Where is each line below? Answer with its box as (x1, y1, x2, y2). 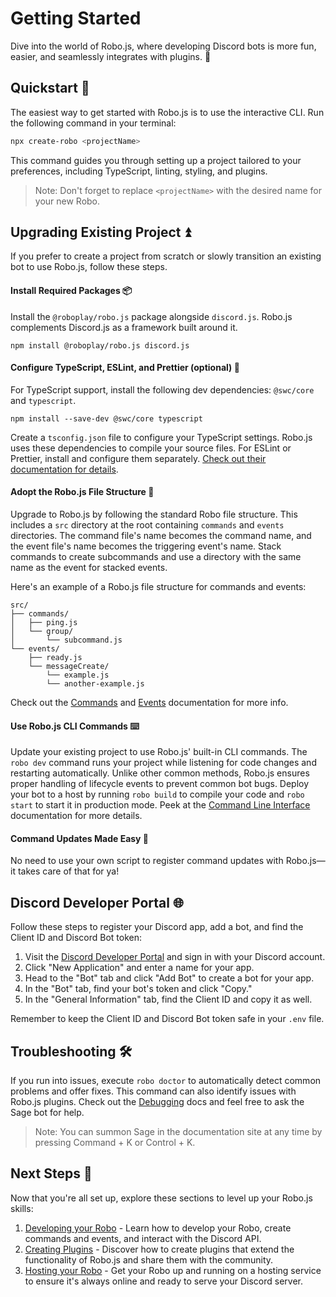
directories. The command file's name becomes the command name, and (10, 530, 312, 542)
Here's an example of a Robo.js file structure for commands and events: (10, 581, 307, 593)
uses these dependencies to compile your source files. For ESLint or (10, 442, 292, 454)
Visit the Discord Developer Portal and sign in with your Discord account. (24, 951, 326, 963)
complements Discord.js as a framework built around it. (10, 321, 238, 333)
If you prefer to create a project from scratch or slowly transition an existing (10, 250, 322, 262)
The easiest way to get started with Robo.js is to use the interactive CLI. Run (10, 106, 325, 118)
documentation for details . (10, 463, 119, 475)
